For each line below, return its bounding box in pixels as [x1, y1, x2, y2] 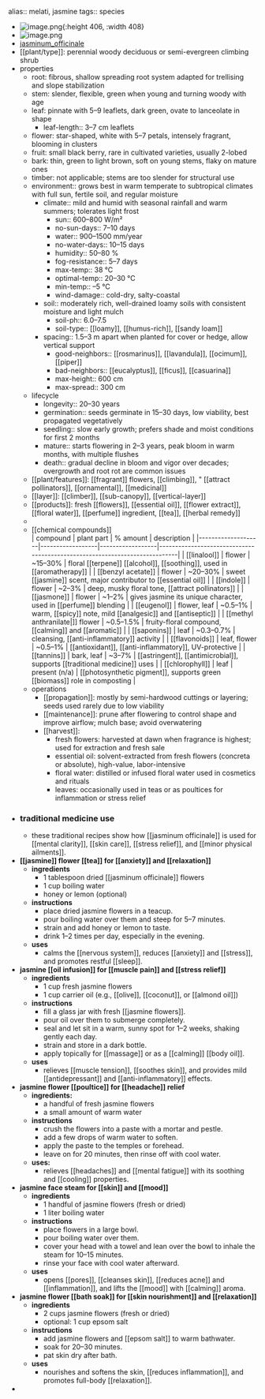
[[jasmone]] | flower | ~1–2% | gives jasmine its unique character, [31, 592, 243, 601]
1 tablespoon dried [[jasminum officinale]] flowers [43, 873, 205, 882]
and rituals [54, 776, 90, 786]
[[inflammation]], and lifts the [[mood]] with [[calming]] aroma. [43, 1284, 246, 1293]
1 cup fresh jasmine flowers [43, 982, 132, 991]
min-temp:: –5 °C [54, 282, 110, 291]
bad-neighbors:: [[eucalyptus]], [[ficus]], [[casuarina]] [54, 366, 231, 375]
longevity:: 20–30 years [43, 399, 121, 409]
